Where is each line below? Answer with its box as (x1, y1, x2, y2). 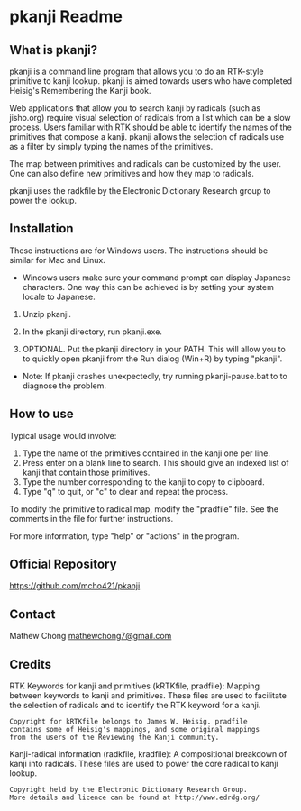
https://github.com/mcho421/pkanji (9, 580, 141, 591)
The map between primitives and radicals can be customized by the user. (9, 159, 282, 169)
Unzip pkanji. (22, 308, 72, 319)
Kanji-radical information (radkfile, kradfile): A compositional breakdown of (9, 749, 287, 760)
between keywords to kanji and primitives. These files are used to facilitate (9, 690, 287, 701)
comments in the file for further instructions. (9, 513, 174, 524)
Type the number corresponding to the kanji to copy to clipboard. (22, 476, 265, 488)
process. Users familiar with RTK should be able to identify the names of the (9, 122, 293, 132)
